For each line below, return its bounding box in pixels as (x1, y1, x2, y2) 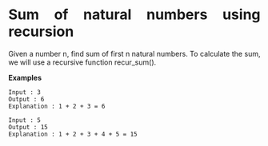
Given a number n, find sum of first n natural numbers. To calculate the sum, (8, 49, 261, 58)
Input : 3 (8, 88, 42, 97)
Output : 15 (8, 123, 48, 131)
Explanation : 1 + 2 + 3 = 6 (8, 102, 106, 110)
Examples (8, 73, 42, 82)
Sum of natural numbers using (8, 6, 261, 24)
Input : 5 (8, 116, 42, 124)
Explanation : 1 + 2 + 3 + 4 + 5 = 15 (8, 130, 138, 138)
